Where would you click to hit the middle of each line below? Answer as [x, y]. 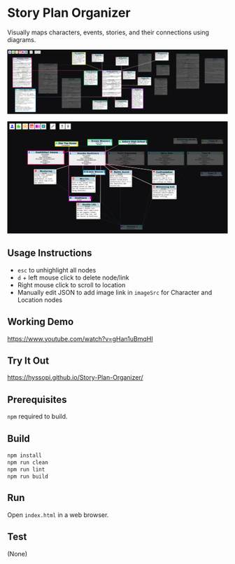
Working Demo [41, 322]
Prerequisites [37, 400]
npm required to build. [37, 417]
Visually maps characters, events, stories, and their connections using [108, 32]
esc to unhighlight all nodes [57, 270]
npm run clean [28, 463]
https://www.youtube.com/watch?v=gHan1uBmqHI [80, 338]
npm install [24, 456]
